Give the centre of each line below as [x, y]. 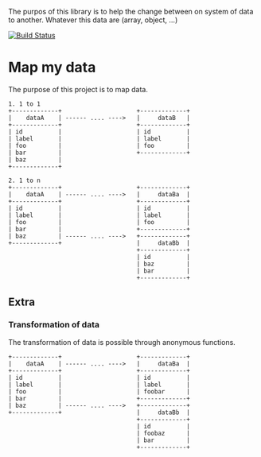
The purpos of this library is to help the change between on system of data [131, 12]
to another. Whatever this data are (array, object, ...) [93, 20]
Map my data [52, 68]
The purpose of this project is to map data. [78, 89]
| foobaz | [164, 433]
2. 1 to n [25, 180]
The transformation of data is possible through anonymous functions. [122, 342]
